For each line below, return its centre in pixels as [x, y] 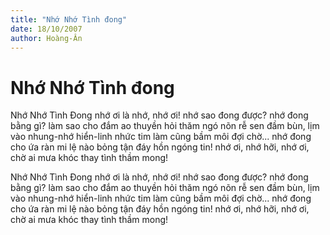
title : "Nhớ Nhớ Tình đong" [69, 19]
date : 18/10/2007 [46, 29]
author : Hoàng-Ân [46, 38]
